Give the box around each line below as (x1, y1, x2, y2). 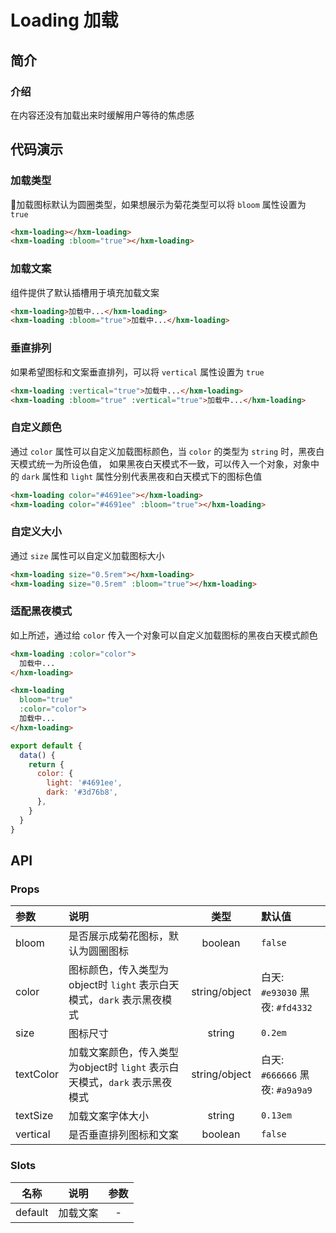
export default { (10, 741, 83, 751)
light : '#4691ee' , (46, 778, 123, 788)
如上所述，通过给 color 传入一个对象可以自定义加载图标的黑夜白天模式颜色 (10, 629, 318, 641)
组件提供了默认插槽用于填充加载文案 (10, 286, 160, 298)
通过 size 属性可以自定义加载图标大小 (10, 549, 165, 561)
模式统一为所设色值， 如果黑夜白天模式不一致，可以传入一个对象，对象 (18, 457, 311, 470)
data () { (19, 750, 56, 760)
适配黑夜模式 (10, 604, 73, 618)
